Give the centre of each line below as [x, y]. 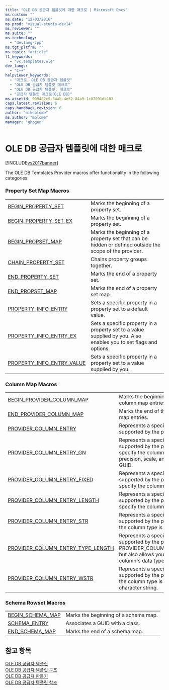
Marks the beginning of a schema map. [112, 615]
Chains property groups [119, 259]
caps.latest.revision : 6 [31, 104]
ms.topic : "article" [27, 52]
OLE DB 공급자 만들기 [27, 676]
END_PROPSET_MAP [32, 291]
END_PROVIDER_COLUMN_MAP [46, 414]
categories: [17, 178]
